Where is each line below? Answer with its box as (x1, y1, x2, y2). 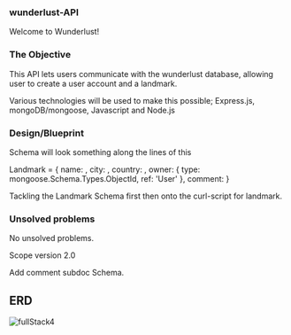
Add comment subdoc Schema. (9, 268, 125, 278)
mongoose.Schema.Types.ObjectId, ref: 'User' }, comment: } (9, 173, 230, 183)
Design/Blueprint (9, 127, 84, 139)
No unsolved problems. (9, 233, 95, 244)
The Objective (9, 49, 72, 61)
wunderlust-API (9, 6, 80, 19)
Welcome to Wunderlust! (9, 27, 100, 37)
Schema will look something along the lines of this (9, 146, 192, 157)
